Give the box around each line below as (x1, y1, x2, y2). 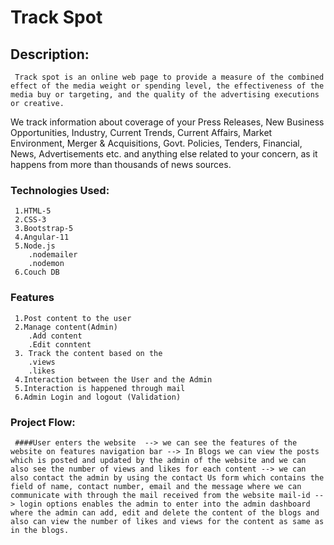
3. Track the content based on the (14, 348, 163, 358)
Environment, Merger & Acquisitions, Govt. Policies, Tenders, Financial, (10, 137, 303, 149)
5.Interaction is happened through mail (14, 383, 186, 393)
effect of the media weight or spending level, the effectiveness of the (10, 81, 325, 91)
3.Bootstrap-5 (14, 224, 74, 234)
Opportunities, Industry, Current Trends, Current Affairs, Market (10, 127, 273, 138)
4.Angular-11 (14, 232, 70, 243)
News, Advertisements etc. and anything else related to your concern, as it (10, 148, 318, 160)
